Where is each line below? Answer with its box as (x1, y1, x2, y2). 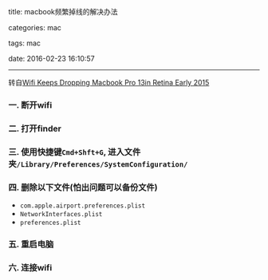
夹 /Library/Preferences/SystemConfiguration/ (8, 158, 188, 169)
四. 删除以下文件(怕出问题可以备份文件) (8, 182, 158, 193)
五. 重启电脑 (8, 239, 54, 250)
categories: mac (8, 23, 62, 32)
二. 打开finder (8, 123, 61, 134)
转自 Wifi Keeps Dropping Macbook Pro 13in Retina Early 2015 (8, 78, 210, 87)
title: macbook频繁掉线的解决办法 (8, 7, 118, 16)
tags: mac (8, 38, 41, 48)
